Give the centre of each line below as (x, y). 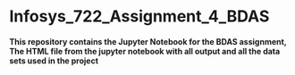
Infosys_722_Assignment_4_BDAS (139, 17)
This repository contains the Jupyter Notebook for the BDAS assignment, (148, 41)
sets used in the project (54, 61)
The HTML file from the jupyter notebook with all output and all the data (145, 51)
